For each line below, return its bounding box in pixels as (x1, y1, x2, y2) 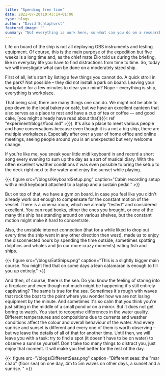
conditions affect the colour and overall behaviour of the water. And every (5, 319, 155, 325)
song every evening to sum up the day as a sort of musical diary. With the (5, 156, 154, 162)
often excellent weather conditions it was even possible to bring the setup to (5, 161, 160, 167)
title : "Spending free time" (5, 7, 65, 12)
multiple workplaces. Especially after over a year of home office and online (5, 131, 156, 137)
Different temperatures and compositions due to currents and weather (5, 314, 147, 320)
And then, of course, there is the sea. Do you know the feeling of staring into (5, 277, 160, 283)
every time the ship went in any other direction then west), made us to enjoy (5, 232, 159, 238)
